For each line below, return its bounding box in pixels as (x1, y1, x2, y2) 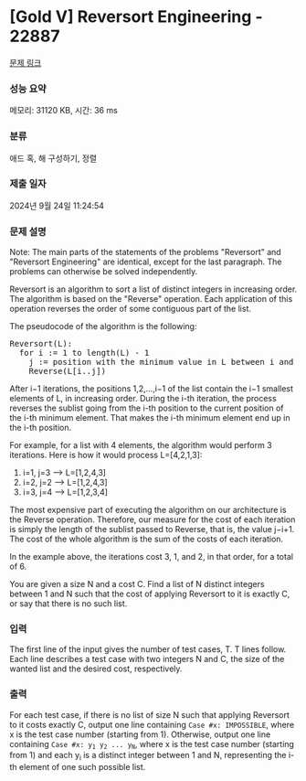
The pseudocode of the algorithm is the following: (9, 321, 197, 332)
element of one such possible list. (18, 761, 146, 772)
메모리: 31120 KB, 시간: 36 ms (9, 105, 119, 116)
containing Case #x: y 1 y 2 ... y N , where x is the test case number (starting (9, 738, 295, 751)
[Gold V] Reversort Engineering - (9, 6, 263, 27)
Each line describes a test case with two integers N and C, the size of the (9, 654, 285, 665)
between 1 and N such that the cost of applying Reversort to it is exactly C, (9, 588, 290, 600)
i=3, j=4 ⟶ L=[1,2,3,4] (22, 487, 108, 497)
